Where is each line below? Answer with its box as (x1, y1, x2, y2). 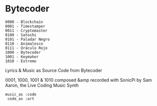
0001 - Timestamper (5, 23, 46, 29)
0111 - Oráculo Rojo (5, 45, 48, 50)
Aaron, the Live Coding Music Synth (5, 82, 79, 88)
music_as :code (5, 92, 37, 97)
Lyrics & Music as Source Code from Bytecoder (5, 67, 102, 73)
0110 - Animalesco (5, 41, 43, 46)
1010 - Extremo (5, 58, 37, 64)
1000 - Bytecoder (5, 50, 41, 55)
